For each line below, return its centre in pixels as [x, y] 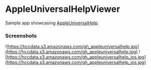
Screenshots [21, 36]
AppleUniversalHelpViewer [63, 9]
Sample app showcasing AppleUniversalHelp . [52, 23]
